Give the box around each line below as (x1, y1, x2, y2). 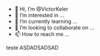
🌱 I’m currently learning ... (14, 18, 78, 24)
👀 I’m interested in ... (14, 12, 65, 19)
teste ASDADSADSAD (6, 44, 59, 51)
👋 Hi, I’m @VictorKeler (14, 6, 69, 12)
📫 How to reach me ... (14, 31, 69, 37)
